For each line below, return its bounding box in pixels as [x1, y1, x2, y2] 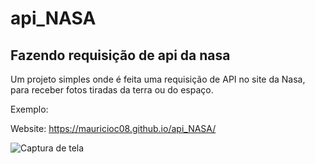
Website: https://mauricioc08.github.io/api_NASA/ [10, 123, 217, 134]
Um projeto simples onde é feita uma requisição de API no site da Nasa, [10, 73, 306, 85]
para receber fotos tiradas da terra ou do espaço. [10, 84, 214, 96]
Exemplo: [10, 103, 49, 115]
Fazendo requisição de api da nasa [10, 47, 231, 64]
